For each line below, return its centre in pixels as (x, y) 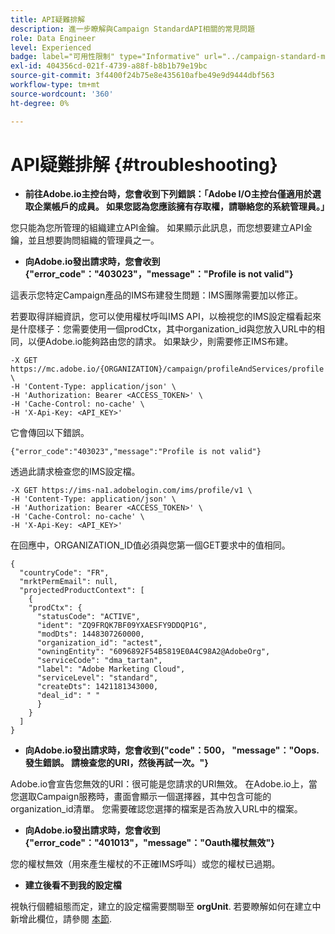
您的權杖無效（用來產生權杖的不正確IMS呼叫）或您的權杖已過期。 (145, 864)
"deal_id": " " (68, 696)
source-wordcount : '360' (62, 94)
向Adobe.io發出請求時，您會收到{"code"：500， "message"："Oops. (172, 750)
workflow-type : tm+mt (55, 85)
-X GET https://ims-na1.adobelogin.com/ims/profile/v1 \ (131, 491)
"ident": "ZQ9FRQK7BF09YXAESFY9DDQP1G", (122, 626)
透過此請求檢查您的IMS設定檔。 (75, 472)
